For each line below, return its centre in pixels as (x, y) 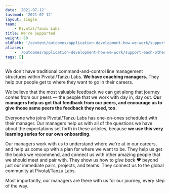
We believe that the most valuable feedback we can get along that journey (83, 92)
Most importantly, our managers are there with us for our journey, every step (85, 181)
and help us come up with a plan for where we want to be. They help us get (84, 149)
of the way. (17, 186)
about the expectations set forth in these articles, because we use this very (84, 129)
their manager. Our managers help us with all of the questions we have (79, 123)
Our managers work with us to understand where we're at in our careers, (81, 144)
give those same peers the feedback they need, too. (61, 108)
